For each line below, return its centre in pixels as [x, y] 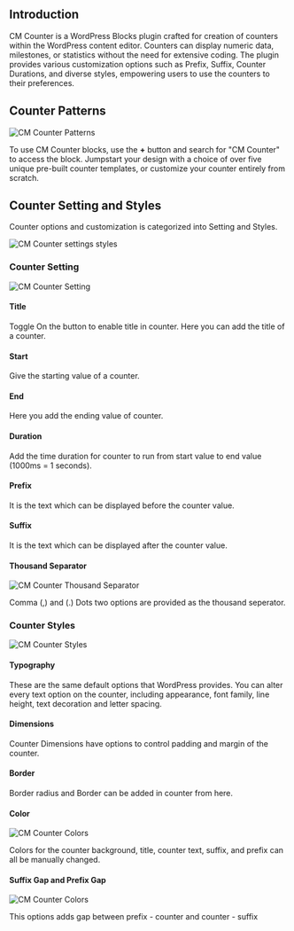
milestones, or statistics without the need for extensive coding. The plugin [144, 55]
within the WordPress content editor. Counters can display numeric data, [142, 45]
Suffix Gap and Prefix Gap [58, 880]
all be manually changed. [55, 860]
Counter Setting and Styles [85, 206]
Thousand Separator [48, 566]
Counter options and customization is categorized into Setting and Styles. [143, 227]
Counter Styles [42, 626]
